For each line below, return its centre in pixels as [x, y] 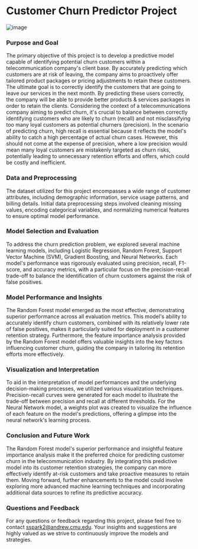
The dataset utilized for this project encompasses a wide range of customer [98, 191]
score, [14, 269]
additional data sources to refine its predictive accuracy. [74, 492]
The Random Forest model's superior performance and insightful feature [95, 448]
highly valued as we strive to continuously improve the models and [87, 534]
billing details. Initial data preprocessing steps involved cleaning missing [94, 203]
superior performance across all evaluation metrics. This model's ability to [97, 317]
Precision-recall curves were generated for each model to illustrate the [92, 395]
